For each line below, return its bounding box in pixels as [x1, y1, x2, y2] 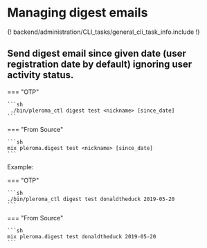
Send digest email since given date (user [7, 48, 187, 59]
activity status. [7, 69, 74, 81]
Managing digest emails [7, 5, 148, 21]
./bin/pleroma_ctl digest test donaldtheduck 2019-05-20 [7, 195, 175, 202]
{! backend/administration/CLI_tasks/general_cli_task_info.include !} [7, 28, 201, 36]
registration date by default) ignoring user [7, 59, 192, 70]
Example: [7, 162, 34, 171]
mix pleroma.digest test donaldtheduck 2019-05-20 [7, 233, 156, 240]
